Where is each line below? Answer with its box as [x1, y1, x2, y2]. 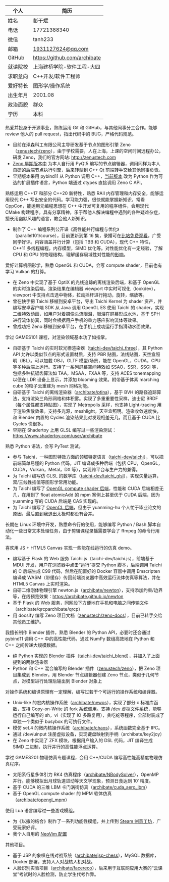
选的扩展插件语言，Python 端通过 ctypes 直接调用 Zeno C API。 [12, 179, 145, 185]
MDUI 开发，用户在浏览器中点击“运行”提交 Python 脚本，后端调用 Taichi [12, 562, 162, 568]
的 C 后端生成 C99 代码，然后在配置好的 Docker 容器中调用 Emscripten [12, 568, 160, 574]
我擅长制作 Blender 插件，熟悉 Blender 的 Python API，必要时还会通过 [5, 629, 151, 635]
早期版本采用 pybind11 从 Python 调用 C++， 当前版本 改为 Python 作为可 [12, 173, 163, 179]
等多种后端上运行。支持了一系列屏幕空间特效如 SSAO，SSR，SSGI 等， [12, 364, 161, 370]
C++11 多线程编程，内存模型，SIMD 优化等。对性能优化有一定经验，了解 [12, 245, 163, 251]
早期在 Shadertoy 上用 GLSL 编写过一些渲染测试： [12, 427, 117, 433]
